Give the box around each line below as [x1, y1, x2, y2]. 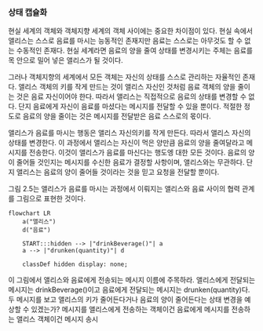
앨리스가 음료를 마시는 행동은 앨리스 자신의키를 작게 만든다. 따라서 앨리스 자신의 [8, 128, 251, 138]
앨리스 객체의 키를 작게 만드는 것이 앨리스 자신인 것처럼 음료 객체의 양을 [18, 82, 236, 92]
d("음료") [22, 226, 51, 235]
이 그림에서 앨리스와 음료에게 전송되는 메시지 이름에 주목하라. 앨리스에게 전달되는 [8, 275, 256, 285]
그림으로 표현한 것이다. [16, 194, 86, 203]
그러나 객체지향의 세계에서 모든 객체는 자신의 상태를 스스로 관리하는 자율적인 [8, 72, 241, 82]
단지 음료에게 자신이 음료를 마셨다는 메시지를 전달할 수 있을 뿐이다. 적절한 [18, 102, 243, 111]
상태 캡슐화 [8, 6, 48, 17]
